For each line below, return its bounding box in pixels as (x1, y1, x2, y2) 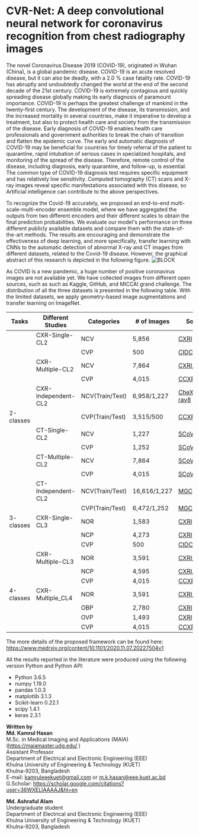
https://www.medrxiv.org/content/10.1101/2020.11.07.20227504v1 (6, 644, 164, 651)
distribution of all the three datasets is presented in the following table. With (6, 286, 191, 294)
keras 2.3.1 (14, 711, 41, 718)
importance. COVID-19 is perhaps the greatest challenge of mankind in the (6, 99, 188, 106)
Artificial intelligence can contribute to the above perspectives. (6, 188, 159, 195)
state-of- (162, 225, 185, 232)
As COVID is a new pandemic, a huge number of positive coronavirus (6, 267, 175, 275)
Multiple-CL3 (36, 557, 74, 566)
